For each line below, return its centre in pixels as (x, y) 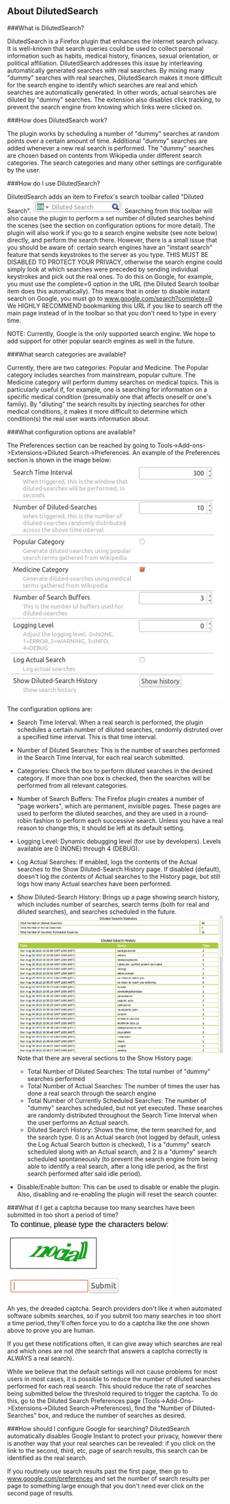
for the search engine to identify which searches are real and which (102, 85)
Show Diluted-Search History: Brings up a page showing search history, (118, 897)
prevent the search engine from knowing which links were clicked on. (105, 106)
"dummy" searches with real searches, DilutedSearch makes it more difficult (115, 78)
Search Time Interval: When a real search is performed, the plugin (110, 722)
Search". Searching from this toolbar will (110, 211)
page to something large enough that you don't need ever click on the (105, 1486)
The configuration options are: (50, 709)
